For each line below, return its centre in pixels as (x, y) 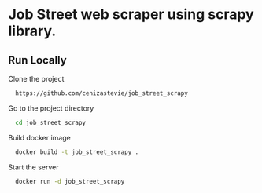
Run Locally (37, 60)
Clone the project (36, 79)
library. (32, 31)
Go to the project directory (51, 108)
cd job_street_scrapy (51, 122)
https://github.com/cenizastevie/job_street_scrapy (102, 93)
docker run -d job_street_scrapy (70, 181)
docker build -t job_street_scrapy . (77, 152)
